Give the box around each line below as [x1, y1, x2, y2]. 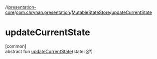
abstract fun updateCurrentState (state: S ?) [5, 48, 93, 54]
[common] [5, 43, 26, 49]
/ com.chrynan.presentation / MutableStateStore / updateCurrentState [14, 9, 152, 15]
